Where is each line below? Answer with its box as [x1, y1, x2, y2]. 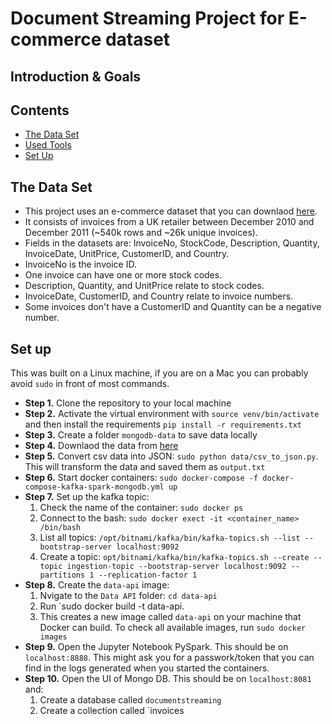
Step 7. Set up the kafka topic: [24, 491, 150, 503]
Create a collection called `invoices [39, 705, 185, 717]
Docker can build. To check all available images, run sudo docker [39, 622, 307, 634]
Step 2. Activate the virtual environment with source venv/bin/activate [24, 408, 320, 420]
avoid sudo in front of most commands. [10, 378, 170, 390]
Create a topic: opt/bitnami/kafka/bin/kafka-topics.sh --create [39, 551, 310, 563]
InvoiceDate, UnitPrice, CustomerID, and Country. [24, 248, 230, 260]
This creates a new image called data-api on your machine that [39, 611, 302, 623]
